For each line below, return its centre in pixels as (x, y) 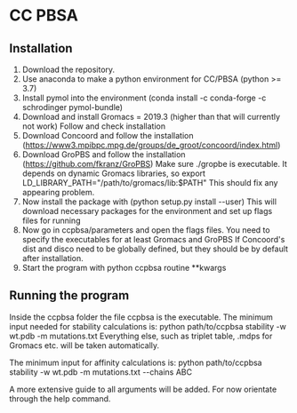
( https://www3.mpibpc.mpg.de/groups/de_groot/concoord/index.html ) (151, 145)
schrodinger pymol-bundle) (72, 107)
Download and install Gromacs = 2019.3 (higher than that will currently (151, 117)
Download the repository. (68, 69)
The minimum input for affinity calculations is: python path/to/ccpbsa (136, 362)
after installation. (53, 258)
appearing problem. (58, 192)
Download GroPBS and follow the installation (104, 155)
